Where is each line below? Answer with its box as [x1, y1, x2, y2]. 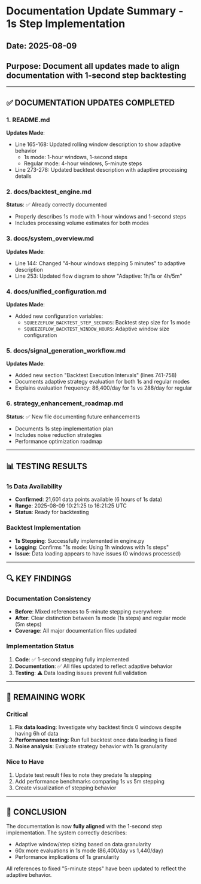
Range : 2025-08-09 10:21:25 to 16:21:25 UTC [14, 502, 127, 509]
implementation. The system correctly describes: [6, 829, 127, 836]
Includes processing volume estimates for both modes [14, 220, 150, 227]
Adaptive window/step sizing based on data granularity [14, 841, 151, 848]
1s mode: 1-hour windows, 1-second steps [23, 154, 127, 161]
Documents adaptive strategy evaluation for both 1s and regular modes [14, 378, 190, 385]
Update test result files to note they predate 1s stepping [14, 771, 152, 779]
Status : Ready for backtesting [14, 509, 89, 516]
